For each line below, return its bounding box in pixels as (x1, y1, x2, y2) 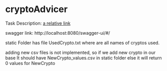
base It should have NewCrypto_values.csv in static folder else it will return (5, 54, 162, 61)
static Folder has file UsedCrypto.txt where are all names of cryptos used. (5, 39, 160, 46)
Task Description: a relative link (5, 20, 71, 26)
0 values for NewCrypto (5, 60, 55, 66)
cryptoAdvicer (5, 4, 68, 15)
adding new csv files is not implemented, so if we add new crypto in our (5, 49, 156, 55)
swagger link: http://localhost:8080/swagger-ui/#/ (5, 30, 110, 36)
